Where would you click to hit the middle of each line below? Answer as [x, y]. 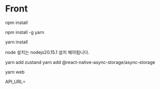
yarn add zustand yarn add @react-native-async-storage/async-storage [80, 62]
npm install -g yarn [25, 32]
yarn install [17, 42]
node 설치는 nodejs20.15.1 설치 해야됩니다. [47, 52]
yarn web [15, 72]
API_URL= [16, 81]
